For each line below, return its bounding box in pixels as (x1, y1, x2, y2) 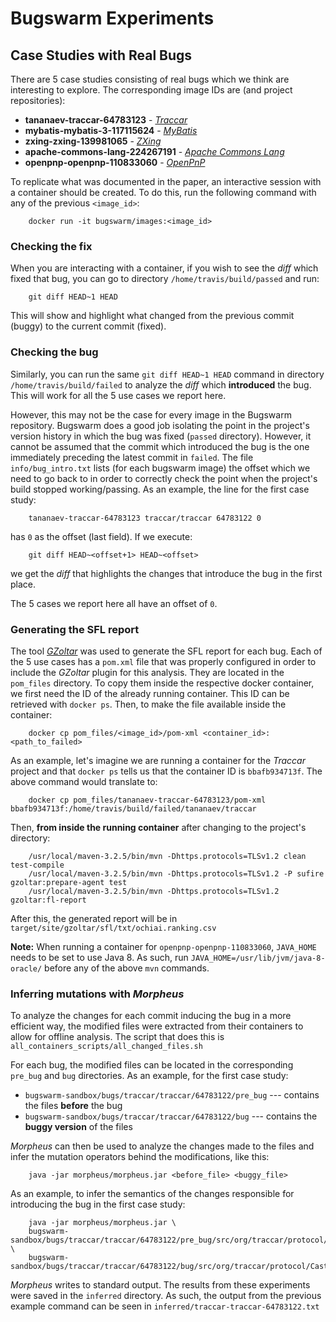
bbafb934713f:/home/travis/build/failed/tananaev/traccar (10, 803, 257, 814)
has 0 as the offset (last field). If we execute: (10, 530, 193, 542)
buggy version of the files (24, 1121, 133, 1133)
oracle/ (10, 963, 43, 974)
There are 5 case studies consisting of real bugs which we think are (10, 73, 290, 85)
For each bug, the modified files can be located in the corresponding (10, 1059, 294, 1071)
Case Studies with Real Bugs (10, 47, 193, 64)
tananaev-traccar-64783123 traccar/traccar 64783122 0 (28, 513, 262, 523)
